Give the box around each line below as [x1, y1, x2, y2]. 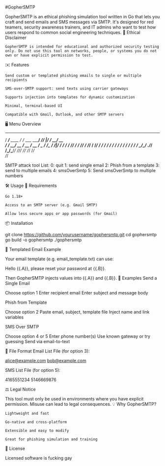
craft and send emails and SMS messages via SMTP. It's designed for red [5, 19, 154, 25]
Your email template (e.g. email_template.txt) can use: [5, 256, 114, 262]
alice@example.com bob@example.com [5, 358, 87, 363]
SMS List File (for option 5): [5, 367, 60, 373]
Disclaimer [5, 35, 27, 40]
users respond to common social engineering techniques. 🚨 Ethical [5, 30, 141, 35]
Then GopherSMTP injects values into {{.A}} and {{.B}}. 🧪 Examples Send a [5, 275, 157, 281]
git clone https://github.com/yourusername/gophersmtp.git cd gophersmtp [5, 232, 157, 237]
